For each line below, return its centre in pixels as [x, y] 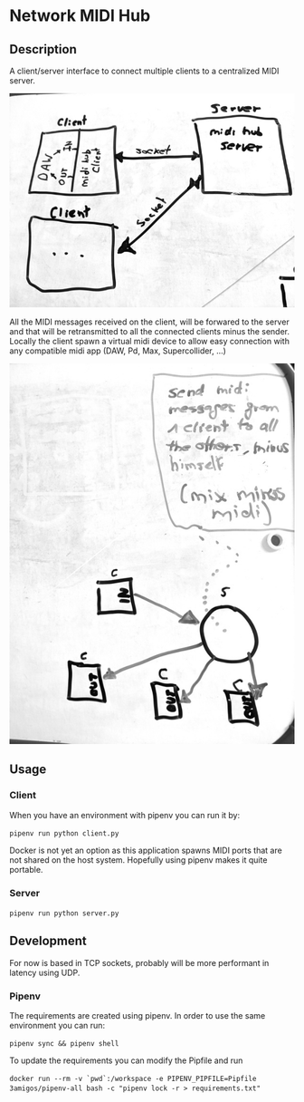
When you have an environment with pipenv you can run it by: [125, 815]
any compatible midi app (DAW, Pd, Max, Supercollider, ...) [118, 351]
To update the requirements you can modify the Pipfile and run [126, 1060]
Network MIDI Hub [80, 16]
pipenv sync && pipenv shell [64, 1044]
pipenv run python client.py [64, 833]
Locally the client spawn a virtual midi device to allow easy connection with [149, 341]
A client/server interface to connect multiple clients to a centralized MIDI [144, 71]
